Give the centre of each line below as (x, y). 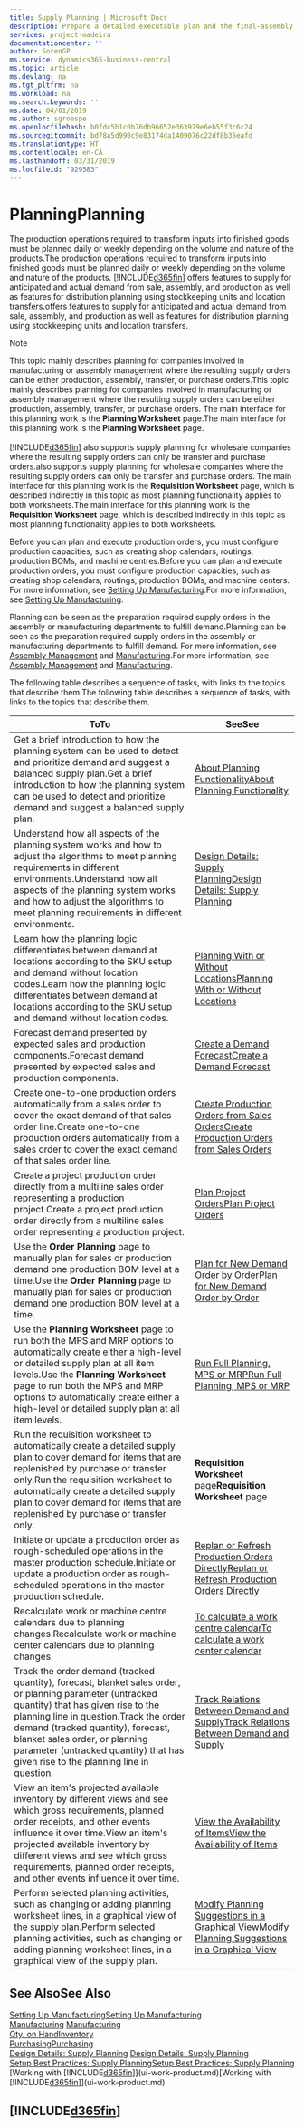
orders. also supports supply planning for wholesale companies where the (147, 466)
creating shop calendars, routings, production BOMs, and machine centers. (150, 580)
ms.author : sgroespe (48, 119)
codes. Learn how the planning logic (90, 984)
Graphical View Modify (242, 1927)
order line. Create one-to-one (77, 1126)
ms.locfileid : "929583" (54, 169)
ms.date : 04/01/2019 (48, 110)
